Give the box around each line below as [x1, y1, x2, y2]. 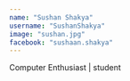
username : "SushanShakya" [9, 21, 105, 30]
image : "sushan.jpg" [9, 29, 86, 38]
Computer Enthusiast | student [9, 62, 122, 73]
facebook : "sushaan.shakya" [9, 37, 114, 47]
